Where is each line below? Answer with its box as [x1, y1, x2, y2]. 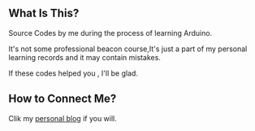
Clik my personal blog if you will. [8, 113, 118, 123]
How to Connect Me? [8, 92, 117, 106]
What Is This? [8, 7, 80, 20]
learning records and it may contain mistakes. [8, 52, 161, 62]
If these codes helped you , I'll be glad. [8, 68, 138, 78]
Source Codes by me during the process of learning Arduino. [8, 28, 213, 37]
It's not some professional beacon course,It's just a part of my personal [8, 44, 248, 54]
